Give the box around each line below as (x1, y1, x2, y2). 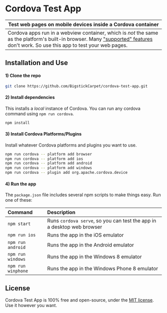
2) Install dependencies (5, 94, 55, 100)
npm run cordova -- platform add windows (5, 165, 92, 170)
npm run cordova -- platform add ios (5, 156, 83, 161)
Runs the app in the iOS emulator (47, 232, 124, 238)
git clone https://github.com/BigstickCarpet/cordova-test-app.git (5, 83, 148, 88)
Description (47, 209, 76, 216)
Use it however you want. (5, 303, 57, 309)
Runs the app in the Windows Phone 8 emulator (47, 265, 158, 272)
